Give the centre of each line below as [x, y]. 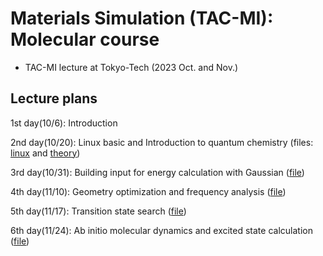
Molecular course [85, 39]
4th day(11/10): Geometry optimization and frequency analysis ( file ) [148, 191]
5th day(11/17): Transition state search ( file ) [98, 211]
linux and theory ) [45, 153]
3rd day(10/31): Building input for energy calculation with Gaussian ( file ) [157, 172]
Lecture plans [54, 98]
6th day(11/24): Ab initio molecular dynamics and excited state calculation [161, 230]
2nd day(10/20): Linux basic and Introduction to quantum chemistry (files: [162, 142]
